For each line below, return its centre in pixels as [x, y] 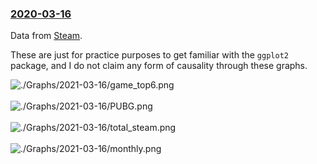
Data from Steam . [46, 36]
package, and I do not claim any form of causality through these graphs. [159, 66]
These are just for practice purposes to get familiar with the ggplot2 [149, 55]
